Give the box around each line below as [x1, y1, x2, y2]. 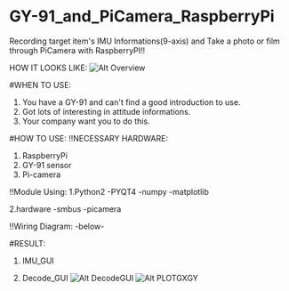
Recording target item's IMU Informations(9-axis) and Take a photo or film [9, 36, 280, 46]
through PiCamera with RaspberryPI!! [9, 44, 146, 55]
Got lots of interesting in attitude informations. [21, 106, 191, 117]
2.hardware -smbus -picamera [9, 203, 122, 214]
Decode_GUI [21, 272, 68, 283]
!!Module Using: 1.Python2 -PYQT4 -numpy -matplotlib [9, 186, 209, 197]
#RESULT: [9, 238, 46, 248]
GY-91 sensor [21, 159, 72, 170]
